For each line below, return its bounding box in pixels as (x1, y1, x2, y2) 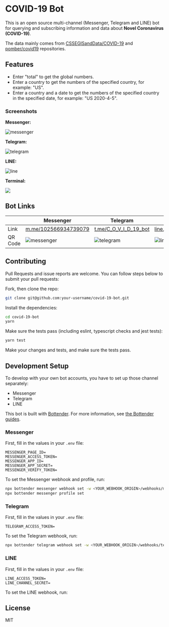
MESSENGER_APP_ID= (5, 459, 44, 464)
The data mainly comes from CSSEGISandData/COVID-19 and (5, 40, 133, 46)
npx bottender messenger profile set (5, 491, 84, 496)
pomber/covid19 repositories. (5, 45, 66, 51)
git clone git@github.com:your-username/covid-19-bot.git (5, 295, 129, 300)
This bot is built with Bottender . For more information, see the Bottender (5, 410, 154, 416)
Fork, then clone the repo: (5, 286, 59, 292)
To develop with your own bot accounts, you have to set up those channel (5, 375, 158, 381)
